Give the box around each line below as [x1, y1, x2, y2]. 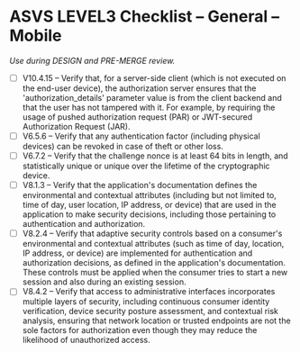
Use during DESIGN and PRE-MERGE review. [9, 55, 176, 66]
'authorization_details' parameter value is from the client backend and [22, 93, 282, 103]
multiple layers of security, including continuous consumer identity [22, 296, 270, 307]
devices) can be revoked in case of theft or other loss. [22, 141, 223, 152]
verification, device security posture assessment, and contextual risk [22, 306, 279, 317]
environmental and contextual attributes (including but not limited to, [22, 190, 277, 201]
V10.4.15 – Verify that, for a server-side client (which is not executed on [22, 72, 286, 83]
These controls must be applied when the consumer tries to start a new [22, 267, 288, 278]
